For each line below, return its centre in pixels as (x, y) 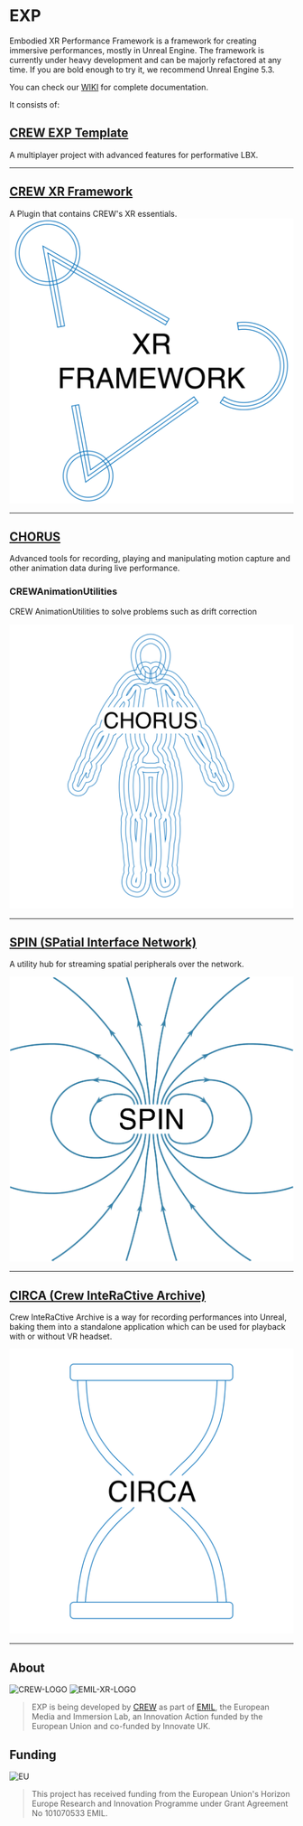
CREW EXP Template (69, 133)
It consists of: (35, 104)
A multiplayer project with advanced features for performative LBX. (134, 155)
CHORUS (35, 537)
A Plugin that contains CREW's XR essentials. (93, 213)
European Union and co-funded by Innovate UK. (121, 1727)
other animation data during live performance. (95, 568)
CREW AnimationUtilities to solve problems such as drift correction (133, 611)
